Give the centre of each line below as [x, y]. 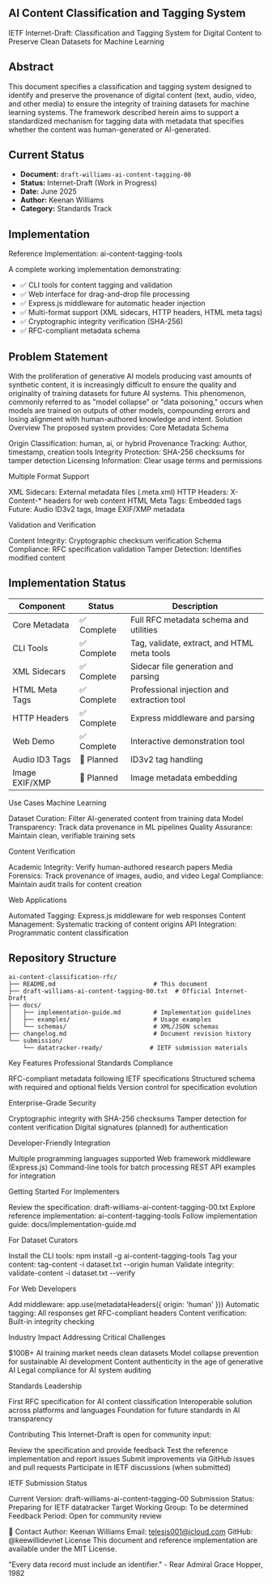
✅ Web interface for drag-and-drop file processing [105, 294]
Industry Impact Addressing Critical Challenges [87, 1337]
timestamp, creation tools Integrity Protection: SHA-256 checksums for [127, 452]
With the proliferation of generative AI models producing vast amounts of [130, 377]
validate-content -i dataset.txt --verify [72, 1273]
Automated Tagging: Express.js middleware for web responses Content [127, 915]
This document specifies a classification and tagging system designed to [130, 86]
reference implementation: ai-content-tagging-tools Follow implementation [133, 1216]
